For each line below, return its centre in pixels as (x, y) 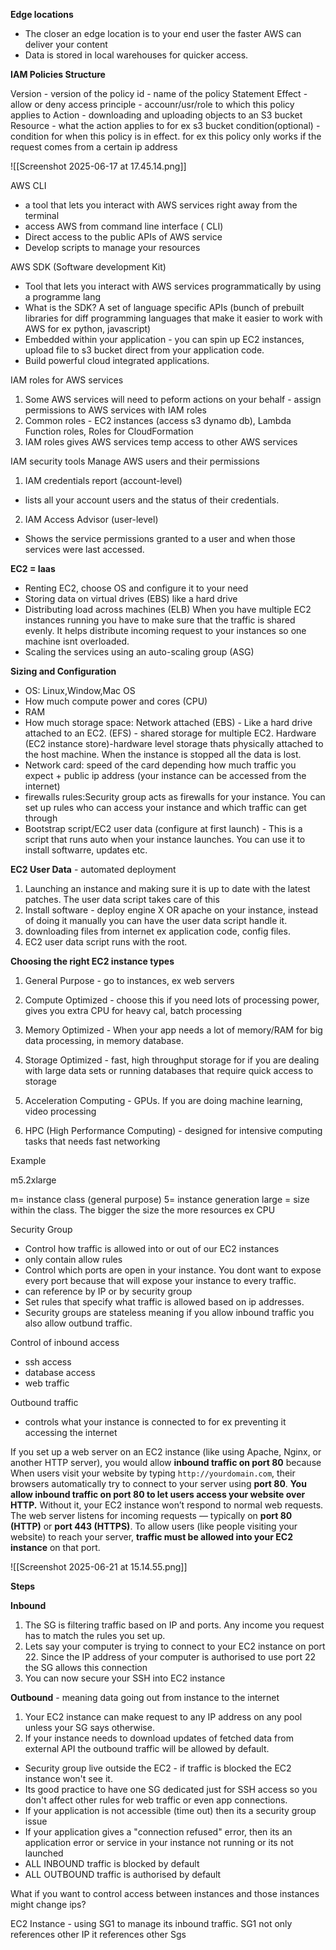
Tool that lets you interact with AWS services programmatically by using (173, 286)
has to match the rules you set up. (95, 1635)
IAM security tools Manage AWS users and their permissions (135, 461)
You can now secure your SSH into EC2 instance (125, 1678)
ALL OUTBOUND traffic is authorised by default (123, 1874)
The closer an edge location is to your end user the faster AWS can (163, 33)
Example (28, 1160)
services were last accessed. (84, 549)
